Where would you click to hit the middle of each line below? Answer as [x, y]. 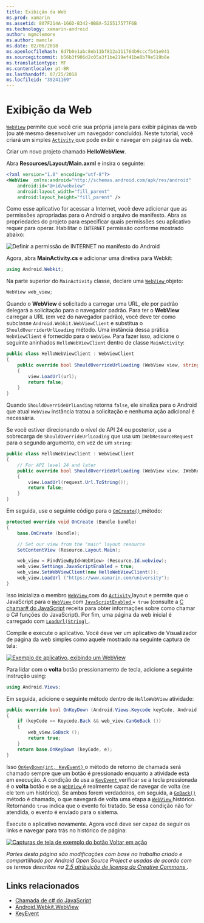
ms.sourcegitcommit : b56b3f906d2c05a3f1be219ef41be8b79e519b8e [88, 57]
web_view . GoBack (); [54, 732]
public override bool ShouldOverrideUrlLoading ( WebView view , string [108, 365]
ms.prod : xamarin [28, 18]
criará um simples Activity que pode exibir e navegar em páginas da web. [100, 140]
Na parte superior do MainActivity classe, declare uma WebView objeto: [95, 281]
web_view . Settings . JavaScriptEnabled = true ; [76, 567]
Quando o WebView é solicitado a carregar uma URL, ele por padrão [92, 304]
